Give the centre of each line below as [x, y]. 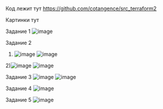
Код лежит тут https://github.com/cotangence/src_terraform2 [81, 9]
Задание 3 [19, 77]
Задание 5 [19, 100]
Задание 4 [19, 88]
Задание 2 [19, 43]
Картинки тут [22, 20]
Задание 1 [18, 31]
